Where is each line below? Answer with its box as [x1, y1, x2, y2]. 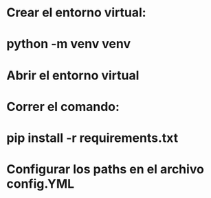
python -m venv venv [6, 36, 131, 52]
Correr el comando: [6, 99, 120, 114]
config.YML [6, 176, 75, 192]
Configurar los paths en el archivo [6, 162, 204, 177]
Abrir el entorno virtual [6, 67, 140, 83]
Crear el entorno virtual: [6, 5, 146, 21]
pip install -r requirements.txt [6, 130, 179, 145]
